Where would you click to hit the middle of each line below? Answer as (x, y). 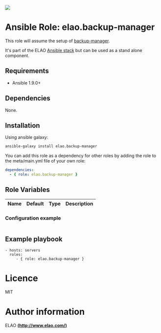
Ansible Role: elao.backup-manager (80, 27)
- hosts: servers (23, 250)
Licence (22, 278)
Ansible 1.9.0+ (26, 83)
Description (79, 203)
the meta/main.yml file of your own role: (45, 161)
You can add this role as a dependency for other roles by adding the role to (81, 156)
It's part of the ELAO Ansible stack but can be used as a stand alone (74, 50)
